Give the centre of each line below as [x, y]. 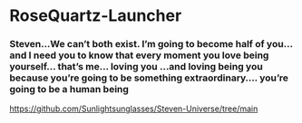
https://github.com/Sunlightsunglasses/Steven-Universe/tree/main [134, 109]
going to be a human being [69, 90]
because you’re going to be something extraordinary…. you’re [149, 78]
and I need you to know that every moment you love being [139, 55]
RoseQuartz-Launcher [96, 16]
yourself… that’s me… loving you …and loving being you [136, 67]
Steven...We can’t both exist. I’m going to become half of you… [151, 44]
